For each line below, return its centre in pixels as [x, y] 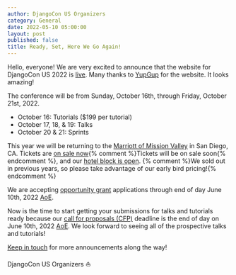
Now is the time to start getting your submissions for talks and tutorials [110, 211]
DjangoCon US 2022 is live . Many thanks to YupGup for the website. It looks [118, 74]
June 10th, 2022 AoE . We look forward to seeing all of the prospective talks [117, 226]
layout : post [26, 34]
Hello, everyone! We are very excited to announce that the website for [109, 67]
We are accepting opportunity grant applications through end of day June [114, 190]
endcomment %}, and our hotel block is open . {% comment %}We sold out [117, 161]
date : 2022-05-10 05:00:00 [47, 27]
